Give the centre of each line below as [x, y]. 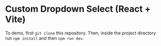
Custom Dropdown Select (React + [78, 9]
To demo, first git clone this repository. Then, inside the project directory [81, 33]
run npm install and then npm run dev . [45, 38]
